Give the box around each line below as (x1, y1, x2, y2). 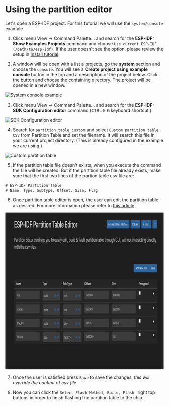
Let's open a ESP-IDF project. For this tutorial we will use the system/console (5, 20, 163, 26)
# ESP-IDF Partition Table (5, 183, 62, 188)
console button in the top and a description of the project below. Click (12, 71, 158, 77)
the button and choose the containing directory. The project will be (12, 77, 151, 83)
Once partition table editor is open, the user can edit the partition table (12, 197, 159, 203)
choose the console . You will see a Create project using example (12, 66, 148, 72)
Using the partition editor (5, 4, 113, 15)
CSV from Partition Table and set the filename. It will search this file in (12, 132, 155, 138)
